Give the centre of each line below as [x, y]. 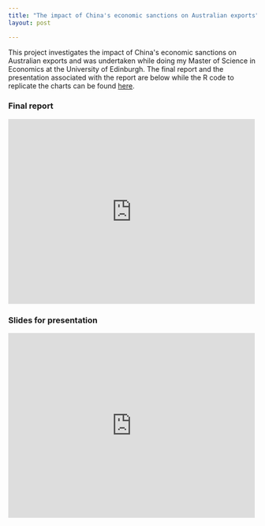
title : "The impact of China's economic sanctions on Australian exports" [134, 15]
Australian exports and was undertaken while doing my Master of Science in [132, 61]
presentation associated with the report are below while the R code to [121, 77]
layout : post [30, 23]
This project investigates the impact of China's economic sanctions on [122, 52]
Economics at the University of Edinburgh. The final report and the [116, 69]
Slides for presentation [53, 320]
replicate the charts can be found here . [72, 86]
